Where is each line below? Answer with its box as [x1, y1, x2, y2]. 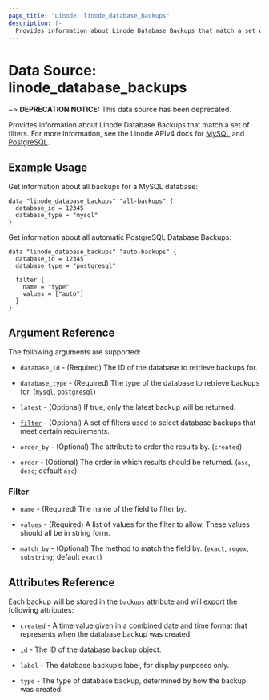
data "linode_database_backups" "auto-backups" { [8, 248, 178, 257]
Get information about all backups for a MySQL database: [8, 182, 199, 192]
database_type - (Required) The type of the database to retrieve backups [19, 378, 260, 387]
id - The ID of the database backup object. [19, 645, 162, 654]
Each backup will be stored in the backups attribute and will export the [8, 597, 238, 606]
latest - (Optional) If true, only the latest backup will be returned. [19, 402, 236, 411]
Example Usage [8, 160, 88, 174]
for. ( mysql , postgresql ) [19, 386, 96, 396]
